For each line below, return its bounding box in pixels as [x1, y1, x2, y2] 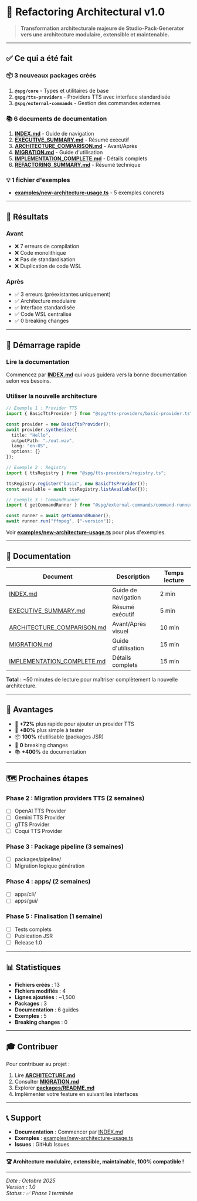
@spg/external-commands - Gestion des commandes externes [14, 99, 161, 106]
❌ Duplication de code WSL [14, 262, 82, 269]
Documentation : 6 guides [14, 1006, 79, 1013]
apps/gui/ [14, 898, 38, 905]
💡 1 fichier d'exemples [6, 176, 70, 184]
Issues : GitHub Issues [14, 1141, 70, 1148]
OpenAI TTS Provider [14, 807, 66, 815]
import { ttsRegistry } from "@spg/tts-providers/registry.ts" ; [6, 470, 167, 476]
